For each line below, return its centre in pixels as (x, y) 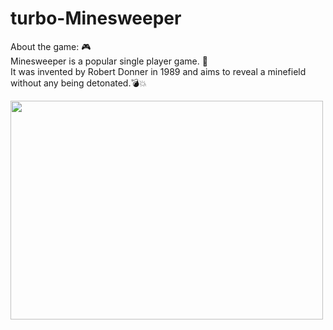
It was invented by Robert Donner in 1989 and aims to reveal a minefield (158, 71)
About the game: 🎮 (51, 46)
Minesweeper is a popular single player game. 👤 (109, 61)
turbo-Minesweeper (96, 18)
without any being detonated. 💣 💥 (78, 83)
